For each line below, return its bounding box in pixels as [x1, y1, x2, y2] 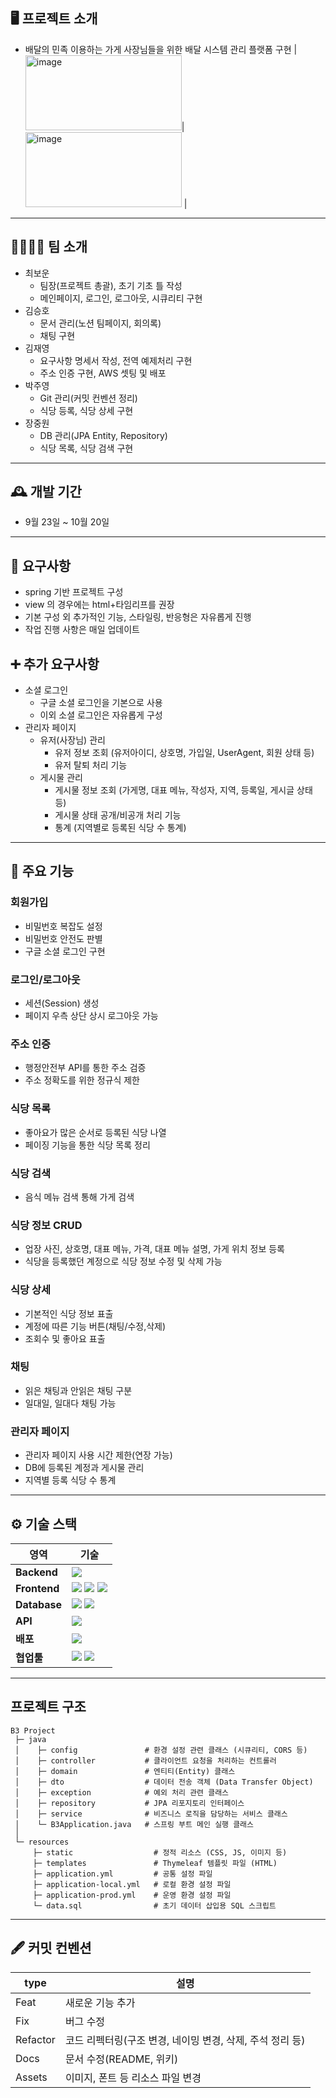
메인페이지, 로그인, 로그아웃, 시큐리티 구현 [39, 292, 203, 304]
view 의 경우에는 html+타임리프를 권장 [24, 599, 175, 611]
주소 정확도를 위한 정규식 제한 [24, 1074, 140, 1086]
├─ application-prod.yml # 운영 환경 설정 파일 [32, 1890, 232, 1900]
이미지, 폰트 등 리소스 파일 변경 [64, 2070, 202, 2084]
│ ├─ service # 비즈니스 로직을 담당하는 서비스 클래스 [14, 1809, 288, 1819]
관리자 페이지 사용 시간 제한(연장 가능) [24, 1449, 173, 1461]
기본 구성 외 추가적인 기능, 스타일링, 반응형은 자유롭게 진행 [24, 611, 252, 623]
